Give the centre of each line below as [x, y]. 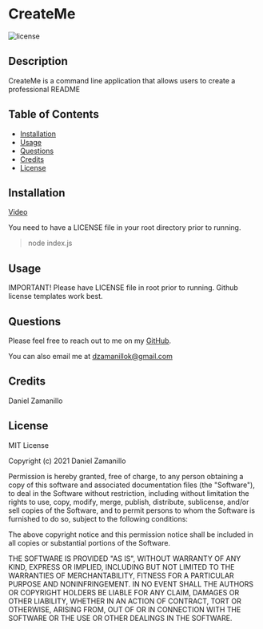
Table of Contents [54, 114]
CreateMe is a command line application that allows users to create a [122, 80]
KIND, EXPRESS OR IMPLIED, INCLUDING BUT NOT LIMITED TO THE [122, 567]
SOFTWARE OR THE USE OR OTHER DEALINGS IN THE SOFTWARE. [120, 618]
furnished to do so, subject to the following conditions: [98, 518]
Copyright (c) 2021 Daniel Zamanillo [67, 461]
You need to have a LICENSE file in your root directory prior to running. [125, 228]
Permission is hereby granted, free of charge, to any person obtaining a [126, 476]
